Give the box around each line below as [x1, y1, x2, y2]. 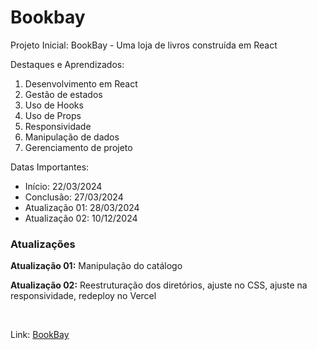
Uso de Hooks [24, 99, 84, 111]
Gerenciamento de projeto [24, 141, 133, 153]
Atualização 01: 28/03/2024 [24, 201, 140, 213]
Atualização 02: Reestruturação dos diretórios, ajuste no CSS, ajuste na [10, 279, 308, 291]
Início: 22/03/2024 [24, 180, 103, 192]
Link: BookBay [10, 329, 70, 341]
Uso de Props [24, 109, 82, 121]
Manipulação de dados [24, 131, 120, 143]
